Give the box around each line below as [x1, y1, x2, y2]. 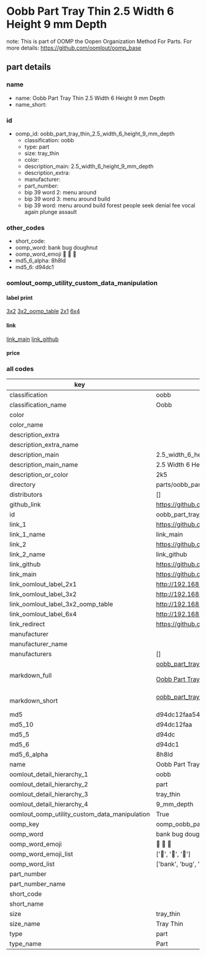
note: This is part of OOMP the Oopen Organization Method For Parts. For [6, 37, 192, 45]
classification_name [9, 400, 67, 409]
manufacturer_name [9, 640, 68, 648]
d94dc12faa [156, 721, 193, 729]
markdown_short [9, 697, 58, 705]
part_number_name [9, 880, 66, 889]
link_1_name [9, 530, 46, 539]
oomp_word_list [9, 860, 55, 868]
